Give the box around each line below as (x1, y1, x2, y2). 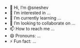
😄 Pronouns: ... (9, 33, 41, 39)
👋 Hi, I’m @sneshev (9, 5, 48, 10)
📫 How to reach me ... (9, 26, 55, 31)
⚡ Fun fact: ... (9, 38, 36, 44)
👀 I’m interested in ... (9, 10, 51, 16)
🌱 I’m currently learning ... (9, 15, 62, 21)
